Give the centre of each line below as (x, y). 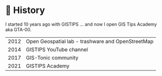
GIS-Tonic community (52, 57)
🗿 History (25, 10)
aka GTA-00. (18, 29)
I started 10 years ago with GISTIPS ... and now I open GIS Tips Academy (81, 24)
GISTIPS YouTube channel (57, 49)
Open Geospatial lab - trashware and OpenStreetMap (90, 41)
